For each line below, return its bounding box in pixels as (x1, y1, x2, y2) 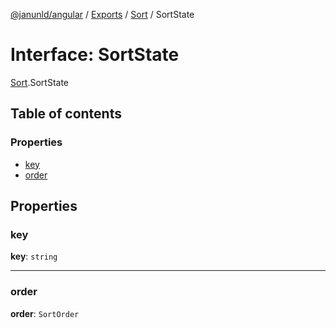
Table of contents (10, 105, 122, 123)
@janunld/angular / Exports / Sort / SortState (10, 9, 195, 20)
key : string (10, 250, 58, 263)
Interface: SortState (10, 44, 180, 66)
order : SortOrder (10, 307, 80, 319)
